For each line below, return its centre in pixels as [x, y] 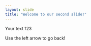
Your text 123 [18, 28]
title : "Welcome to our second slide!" [46, 14]
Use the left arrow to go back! [35, 38]
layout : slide [20, 10]
